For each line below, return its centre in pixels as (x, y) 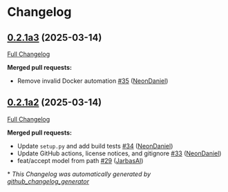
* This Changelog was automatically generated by (79, 174)
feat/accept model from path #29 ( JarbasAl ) (80, 160)
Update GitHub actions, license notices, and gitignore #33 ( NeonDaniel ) (119, 153)
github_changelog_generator (48, 181)
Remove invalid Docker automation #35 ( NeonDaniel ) (93, 81)
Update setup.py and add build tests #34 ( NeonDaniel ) (95, 146)
